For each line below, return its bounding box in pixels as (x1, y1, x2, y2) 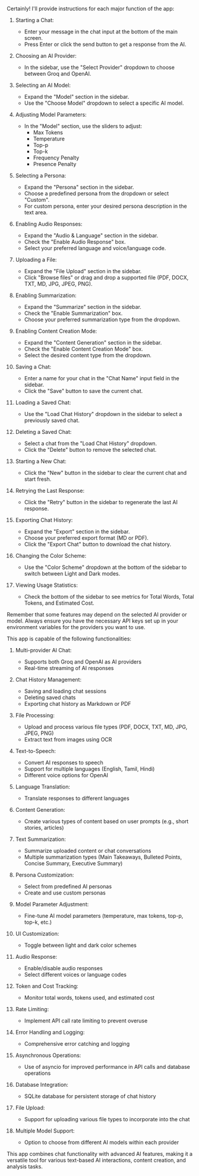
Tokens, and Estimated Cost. (24, 599, 94, 606)
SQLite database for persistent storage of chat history (24, 1093, 156, 1100)
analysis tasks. (7, 1163, 43, 1170)
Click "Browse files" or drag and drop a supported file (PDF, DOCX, (24, 274, 189, 281)
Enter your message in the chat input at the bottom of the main (24, 28, 178, 35)
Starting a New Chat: (15, 458, 67, 465)
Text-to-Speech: (15, 747, 56, 755)
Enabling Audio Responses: (15, 220, 83, 227)
